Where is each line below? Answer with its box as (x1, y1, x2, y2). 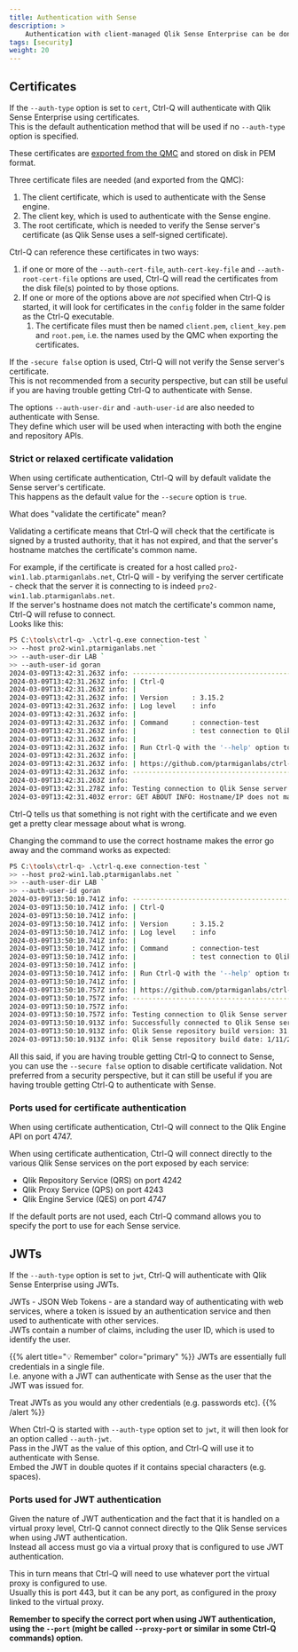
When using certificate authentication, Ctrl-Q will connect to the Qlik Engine (9, 1122, 286, 1133)
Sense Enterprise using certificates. (9, 112, 140, 123)
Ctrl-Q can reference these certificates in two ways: (9, 246, 200, 257)
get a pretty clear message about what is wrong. (9, 818, 186, 828)
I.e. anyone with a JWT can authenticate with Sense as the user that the (9, 1371, 272, 1381)
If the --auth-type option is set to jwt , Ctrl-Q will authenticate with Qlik (9, 1270, 268, 1281)
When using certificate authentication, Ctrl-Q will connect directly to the (9, 1149, 272, 1159)
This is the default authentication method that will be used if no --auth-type (9, 121, 286, 131)
